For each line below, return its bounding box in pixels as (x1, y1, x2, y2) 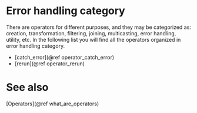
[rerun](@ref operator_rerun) (14, 60, 85, 67)
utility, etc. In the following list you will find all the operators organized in (6, 36, 181, 43)
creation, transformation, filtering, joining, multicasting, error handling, (6, 29, 176, 36)
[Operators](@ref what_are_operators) (6, 100, 99, 107)
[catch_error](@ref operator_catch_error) (14, 54, 115, 61)
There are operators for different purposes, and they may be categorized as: (6, 24, 191, 31)
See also (6, 81, 49, 94)
